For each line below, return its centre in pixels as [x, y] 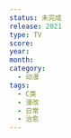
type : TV [26, 34]
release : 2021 [36, 26]
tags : [19, 85]
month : [22, 60]
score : [22, 43]
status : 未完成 [35, 18]
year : [19, 52]
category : [28, 69]
